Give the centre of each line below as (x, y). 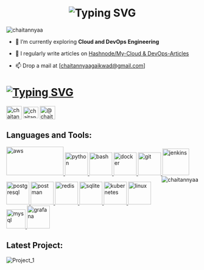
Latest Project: (35, 245)
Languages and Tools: (49, 135)
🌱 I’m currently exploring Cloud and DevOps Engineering (87, 41)
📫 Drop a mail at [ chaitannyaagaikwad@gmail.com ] (80, 65)
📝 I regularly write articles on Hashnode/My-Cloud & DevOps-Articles (102, 53)
